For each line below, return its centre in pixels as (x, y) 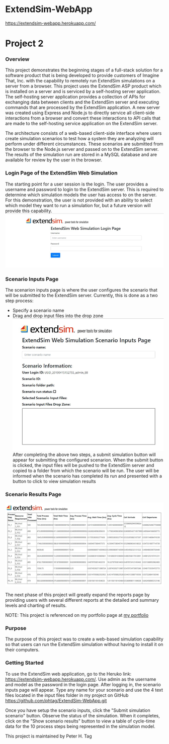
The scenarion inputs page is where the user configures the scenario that (81, 290)
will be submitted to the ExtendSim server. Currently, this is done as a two (81, 296)
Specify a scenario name (38, 311)
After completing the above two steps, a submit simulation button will (84, 454)
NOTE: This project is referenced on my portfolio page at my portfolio (77, 615)
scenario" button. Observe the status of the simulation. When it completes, (82, 715)
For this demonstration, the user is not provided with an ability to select (79, 200)
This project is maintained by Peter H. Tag (49, 736)
